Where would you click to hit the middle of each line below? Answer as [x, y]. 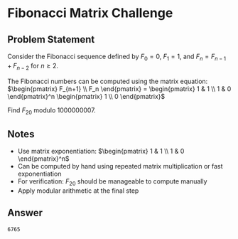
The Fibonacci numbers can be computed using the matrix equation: [108, 81]
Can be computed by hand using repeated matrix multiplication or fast [120, 166]
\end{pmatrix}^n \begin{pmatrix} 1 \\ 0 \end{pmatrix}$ [86, 96]
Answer [25, 213]
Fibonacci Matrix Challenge [90, 13]
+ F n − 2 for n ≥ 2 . [33, 67]
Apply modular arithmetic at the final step [78, 191]
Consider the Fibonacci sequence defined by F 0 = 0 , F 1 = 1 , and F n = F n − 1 [117, 57]
